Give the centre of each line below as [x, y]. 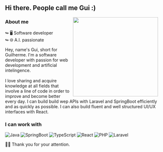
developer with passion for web [37, 60]
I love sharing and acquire [31, 80]
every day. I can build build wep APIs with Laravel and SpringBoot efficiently [81, 101]
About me [17, 22]
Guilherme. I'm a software [31, 55]
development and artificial [31, 65]
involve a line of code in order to [37, 91]
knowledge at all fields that [32, 86]
